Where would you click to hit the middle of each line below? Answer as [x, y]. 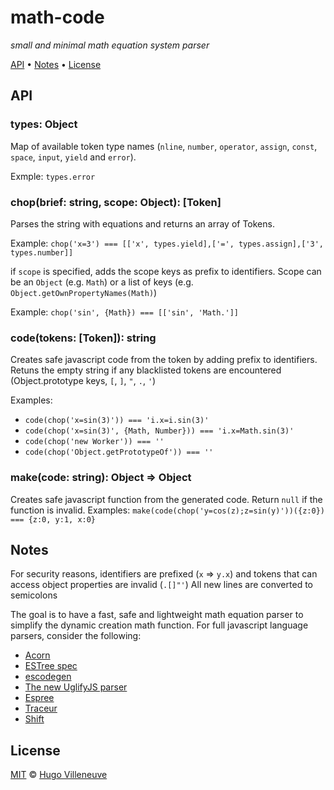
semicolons [34, 595]
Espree [39, 698]
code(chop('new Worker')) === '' [94, 442]
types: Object [44, 124]
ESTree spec [51, 666]
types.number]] [42, 252]
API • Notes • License [56, 64]
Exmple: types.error [53, 176]
